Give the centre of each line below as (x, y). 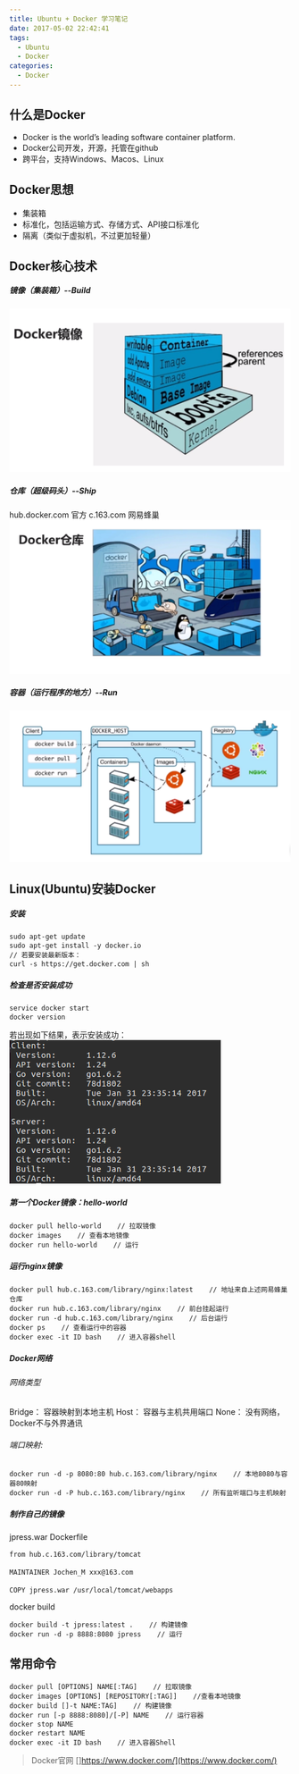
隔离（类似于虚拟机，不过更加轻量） (89, 235)
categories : (31, 66)
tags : (19, 38)
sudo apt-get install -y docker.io (75, 946)
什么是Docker (48, 115)
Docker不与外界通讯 (46, 1423)
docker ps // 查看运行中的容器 (68, 1328)
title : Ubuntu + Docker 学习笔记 (69, 19)
